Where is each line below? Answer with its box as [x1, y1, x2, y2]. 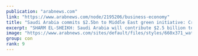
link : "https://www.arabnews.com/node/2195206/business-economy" [6, 14, 170, 20]
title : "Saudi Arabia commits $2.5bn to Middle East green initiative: [6, 19, 186, 25]
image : [6, 30, 22, 36]
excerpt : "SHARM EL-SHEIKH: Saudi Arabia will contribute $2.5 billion [6, 24, 186, 31]
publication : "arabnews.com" [6, 8, 78, 15]
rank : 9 [6, 41, 25, 47]
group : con [6, 36, 33, 41]
